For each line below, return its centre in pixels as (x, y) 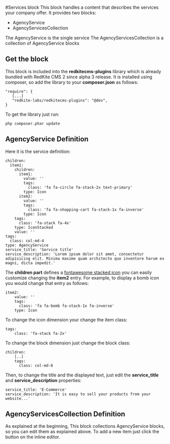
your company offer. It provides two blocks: (51, 13)
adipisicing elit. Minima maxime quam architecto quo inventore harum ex (85, 259)
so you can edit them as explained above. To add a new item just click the (82, 432)
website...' (18, 398)
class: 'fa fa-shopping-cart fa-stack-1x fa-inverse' (86, 210)
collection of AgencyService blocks (42, 43)
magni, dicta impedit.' (30, 263)
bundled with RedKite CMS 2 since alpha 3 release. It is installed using (79, 77)
